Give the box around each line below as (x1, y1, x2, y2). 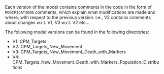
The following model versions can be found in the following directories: (5, 29, 149, 35)
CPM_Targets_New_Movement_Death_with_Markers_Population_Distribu (12, 59, 160, 65)
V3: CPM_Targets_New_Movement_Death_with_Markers (12, 49, 126, 55)
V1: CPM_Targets (12, 38, 47, 44)
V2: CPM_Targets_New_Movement (12, 44, 83, 49)
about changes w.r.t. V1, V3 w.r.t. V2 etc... (5, 19, 90, 25)
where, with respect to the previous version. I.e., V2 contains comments (5, 15, 151, 20)
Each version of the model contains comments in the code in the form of (5, 4, 152, 10)
